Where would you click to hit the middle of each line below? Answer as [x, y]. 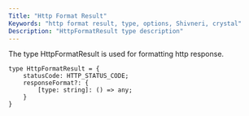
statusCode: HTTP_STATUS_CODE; [76, 76]
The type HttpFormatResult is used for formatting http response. [116, 54]
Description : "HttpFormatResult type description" [96, 31]
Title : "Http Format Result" [58, 16]
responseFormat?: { [56, 83]
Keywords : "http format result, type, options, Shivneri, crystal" [125, 24]
